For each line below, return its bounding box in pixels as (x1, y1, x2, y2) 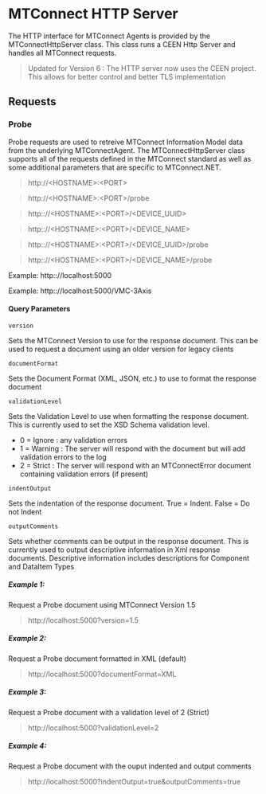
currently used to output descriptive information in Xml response (8, 545, 221, 554)
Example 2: (8, 634, 46, 643)
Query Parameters (8, 304, 71, 314)
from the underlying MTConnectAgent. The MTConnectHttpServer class (8, 145, 245, 155)
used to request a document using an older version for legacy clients (8, 344, 234, 354)
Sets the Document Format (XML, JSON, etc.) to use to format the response (8, 374, 257, 383)
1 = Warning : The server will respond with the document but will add (19, 444, 245, 453)
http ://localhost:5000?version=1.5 (27, 615, 139, 625)
